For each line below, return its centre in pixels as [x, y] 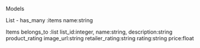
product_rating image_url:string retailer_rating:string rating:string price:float [100, 38]
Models [15, 9]
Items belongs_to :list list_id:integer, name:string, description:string [89, 32]
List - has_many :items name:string [49, 20]
